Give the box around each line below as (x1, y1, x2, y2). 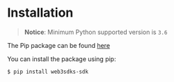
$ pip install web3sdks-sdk (7, 68, 89, 75)
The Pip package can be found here (7, 41, 110, 49)
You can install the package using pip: (7, 54, 116, 63)
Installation (7, 5, 74, 21)
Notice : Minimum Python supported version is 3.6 (24, 28, 168, 36)
